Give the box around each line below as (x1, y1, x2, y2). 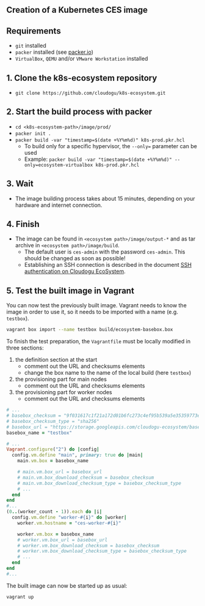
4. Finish (6, 219, 40, 230)
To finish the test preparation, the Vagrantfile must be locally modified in (6, 338, 191, 345)
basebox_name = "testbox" (6, 430, 72, 436)
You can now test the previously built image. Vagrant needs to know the (6, 302, 187, 309)
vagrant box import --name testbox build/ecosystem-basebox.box (6, 327, 173, 333)
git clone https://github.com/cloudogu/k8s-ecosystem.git (15, 90, 166, 97)
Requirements (6, 26, 61, 36)
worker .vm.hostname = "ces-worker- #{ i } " (17, 520, 121, 526)
